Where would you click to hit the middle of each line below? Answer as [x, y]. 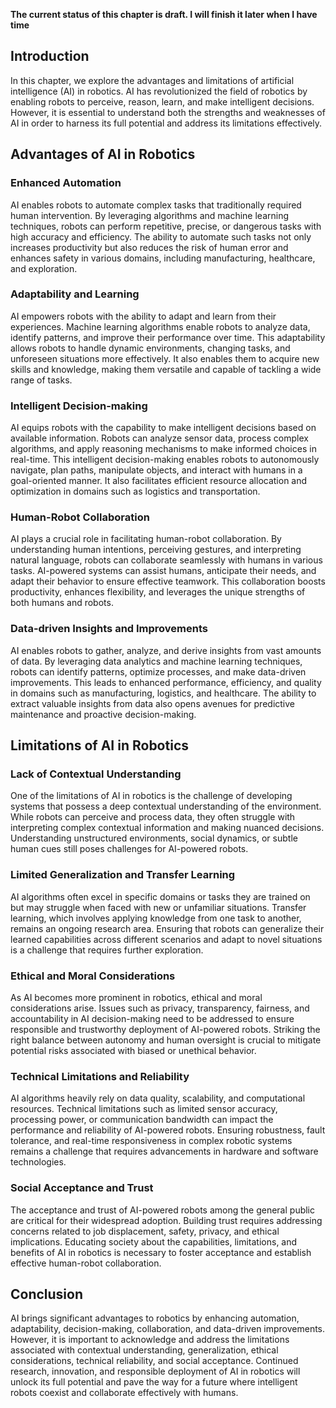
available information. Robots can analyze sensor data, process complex [159, 438]
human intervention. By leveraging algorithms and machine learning [150, 215]
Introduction [50, 56]
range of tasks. [41, 380]
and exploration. [44, 268]
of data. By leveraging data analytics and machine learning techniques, [156, 661]
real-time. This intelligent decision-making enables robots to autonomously [165, 460]
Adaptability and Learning [75, 294]
